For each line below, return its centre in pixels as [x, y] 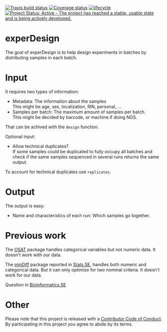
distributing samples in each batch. [41, 57]
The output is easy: [25, 206]
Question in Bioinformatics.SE [36, 285]
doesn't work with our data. [33, 255]
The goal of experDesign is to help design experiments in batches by [76, 52]
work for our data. [24, 275]
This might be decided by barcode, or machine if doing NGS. [75, 117]
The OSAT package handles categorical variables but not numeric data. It [81, 249]
